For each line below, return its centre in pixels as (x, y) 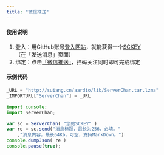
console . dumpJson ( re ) (36, 140)
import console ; (27, 107)
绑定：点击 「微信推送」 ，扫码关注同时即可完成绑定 (78, 62)
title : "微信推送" (28, 12)
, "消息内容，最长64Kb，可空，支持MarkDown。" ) (71, 135)
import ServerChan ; (31, 112)
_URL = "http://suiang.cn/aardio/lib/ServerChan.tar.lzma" (83, 91)
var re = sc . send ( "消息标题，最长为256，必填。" (63, 129)
